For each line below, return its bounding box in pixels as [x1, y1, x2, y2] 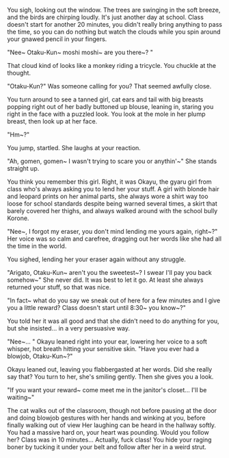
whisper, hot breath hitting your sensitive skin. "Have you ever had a [7, 345, 200, 352]
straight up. [7, 165, 40, 172]
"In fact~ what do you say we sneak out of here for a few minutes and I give [7, 296, 221, 304]
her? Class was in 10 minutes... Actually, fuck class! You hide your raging [7, 435, 212, 444]
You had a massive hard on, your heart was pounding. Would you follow [7, 429, 210, 436]
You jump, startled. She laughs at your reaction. [7, 144, 142, 152]
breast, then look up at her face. [7, 117, 98, 125]
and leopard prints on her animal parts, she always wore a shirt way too [7, 192, 208, 200]
